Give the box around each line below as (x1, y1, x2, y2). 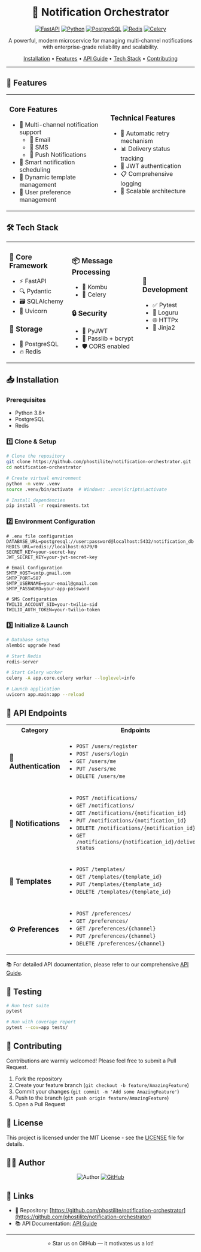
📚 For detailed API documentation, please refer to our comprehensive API (6, 960, 189, 968)
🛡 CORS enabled (81, 342, 130, 350)
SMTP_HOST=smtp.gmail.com (6, 570, 71, 576)
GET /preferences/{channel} (76, 925, 156, 932)
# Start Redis (6, 653, 42, 659)
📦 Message (71, 256, 113, 266)
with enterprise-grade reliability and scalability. (42, 43, 159, 50)
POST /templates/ (76, 866, 126, 872)
